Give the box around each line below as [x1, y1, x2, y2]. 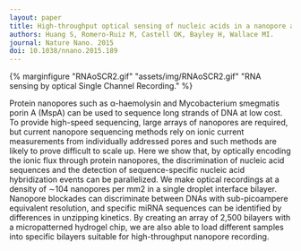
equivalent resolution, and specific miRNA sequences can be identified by [9, 203, 282, 213]
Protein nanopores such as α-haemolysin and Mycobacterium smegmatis [9, 98, 280, 108]
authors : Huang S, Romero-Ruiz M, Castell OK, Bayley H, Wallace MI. [9, 30, 275, 39]
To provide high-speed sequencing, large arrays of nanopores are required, [9, 117, 288, 128]
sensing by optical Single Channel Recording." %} [9, 81, 193, 91]
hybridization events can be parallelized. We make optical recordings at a [9, 174, 279, 185]
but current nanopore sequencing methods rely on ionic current [9, 126, 245, 137]
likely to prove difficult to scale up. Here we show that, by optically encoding [9, 145, 291, 157]
